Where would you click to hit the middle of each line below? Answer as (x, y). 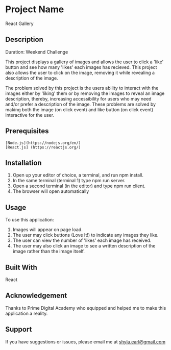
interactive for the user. (30, 115)
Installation (23, 162)
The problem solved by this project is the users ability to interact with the (82, 88)
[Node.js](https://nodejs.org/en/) (43, 143)
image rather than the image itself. (49, 252)
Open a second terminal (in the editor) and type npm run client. (79, 186)
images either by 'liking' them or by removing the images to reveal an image (85, 93)
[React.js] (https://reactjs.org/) (43, 147)
